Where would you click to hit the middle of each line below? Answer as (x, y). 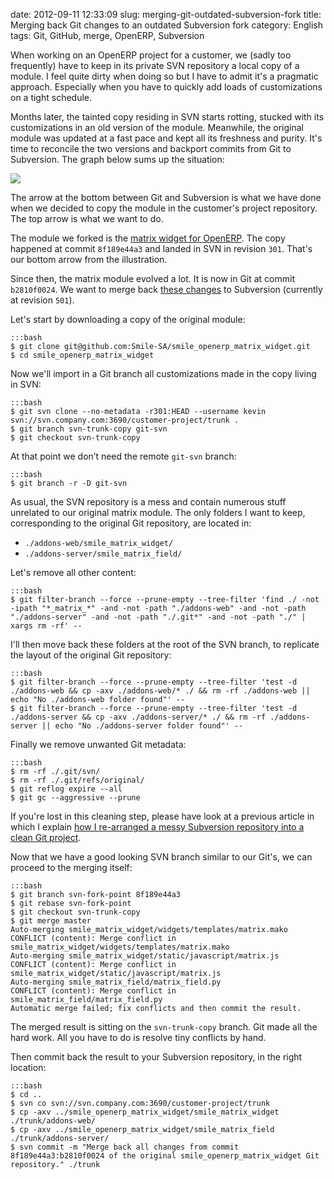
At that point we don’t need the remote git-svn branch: (123, 456)
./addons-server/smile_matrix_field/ (103, 554)
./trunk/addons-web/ (53, 1121)
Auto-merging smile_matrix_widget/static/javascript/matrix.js (145, 956)
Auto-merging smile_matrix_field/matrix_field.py (116, 982)
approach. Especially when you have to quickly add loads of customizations (166, 87)
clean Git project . (46, 837)
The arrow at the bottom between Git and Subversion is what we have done (166, 197)
